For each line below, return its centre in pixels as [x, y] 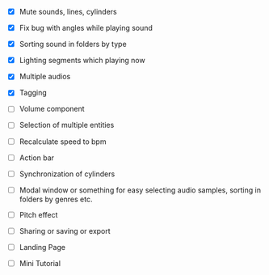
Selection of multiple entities [67, 125]
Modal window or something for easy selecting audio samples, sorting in [140, 190]
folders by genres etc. [56, 199]
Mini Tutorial [40, 263]
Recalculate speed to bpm [63, 142]
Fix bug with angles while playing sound [86, 28]
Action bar [36, 158]
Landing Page [42, 247]
